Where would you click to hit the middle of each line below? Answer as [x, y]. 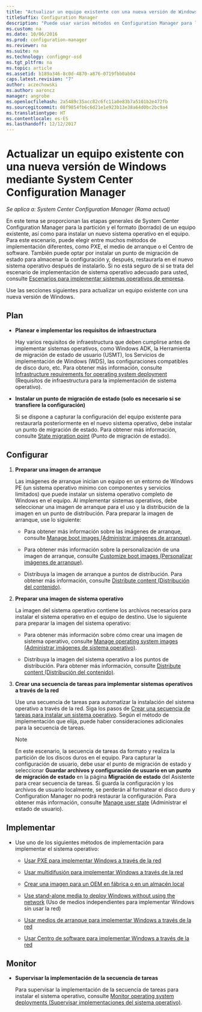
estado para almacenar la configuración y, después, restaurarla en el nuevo [100, 260]
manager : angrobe [28, 96]
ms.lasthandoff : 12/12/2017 [41, 124]
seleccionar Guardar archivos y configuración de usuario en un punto [103, 770]
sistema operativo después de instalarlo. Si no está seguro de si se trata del [100, 266]
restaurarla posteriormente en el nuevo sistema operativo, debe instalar [103, 423]
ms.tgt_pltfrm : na [29, 62]
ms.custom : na [24, 29]
